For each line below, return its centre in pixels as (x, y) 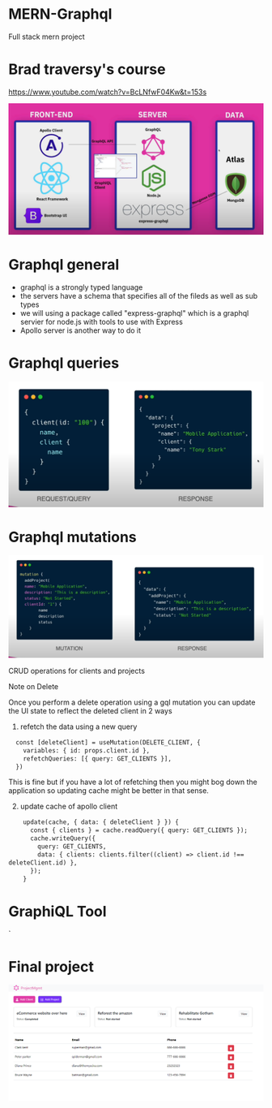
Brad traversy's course (87, 69)
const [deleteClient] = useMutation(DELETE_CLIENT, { (108, 743)
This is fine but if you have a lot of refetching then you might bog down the (133, 782)
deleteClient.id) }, (43, 863)
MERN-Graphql (60, 14)
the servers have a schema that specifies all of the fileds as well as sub (139, 295)
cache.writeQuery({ (62, 839)
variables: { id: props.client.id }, (87, 751)
